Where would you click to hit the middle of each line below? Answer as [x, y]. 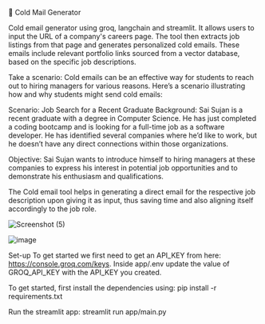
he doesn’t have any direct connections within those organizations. [119, 144]
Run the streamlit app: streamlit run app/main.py [87, 312]
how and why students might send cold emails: [85, 94]
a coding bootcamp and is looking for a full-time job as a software [117, 127]
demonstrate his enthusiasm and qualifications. [86, 176]
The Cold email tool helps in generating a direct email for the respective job [132, 192]
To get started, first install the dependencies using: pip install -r [113, 288]
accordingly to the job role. [53, 209]
